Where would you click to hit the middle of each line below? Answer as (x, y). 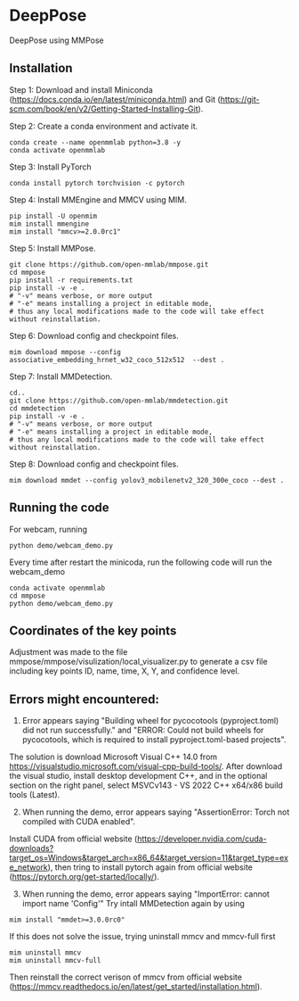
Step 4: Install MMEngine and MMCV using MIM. (98, 199)
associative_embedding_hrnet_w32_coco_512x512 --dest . (117, 360)
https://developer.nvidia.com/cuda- (202, 839)
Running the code (59, 508)
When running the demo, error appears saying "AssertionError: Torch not (156, 812)
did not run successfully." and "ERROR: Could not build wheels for (143, 730)
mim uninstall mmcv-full (55, 961)
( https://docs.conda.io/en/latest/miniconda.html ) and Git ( (115, 99)
